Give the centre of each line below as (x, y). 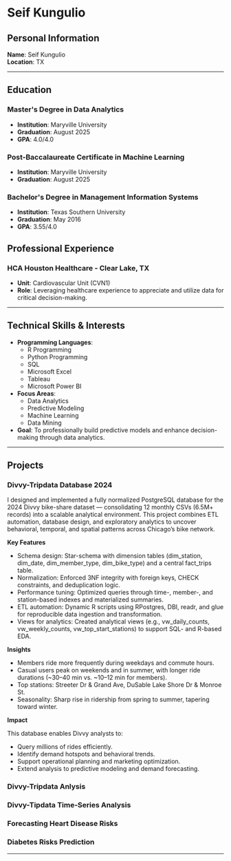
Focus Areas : (36, 393)
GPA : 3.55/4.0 (37, 227)
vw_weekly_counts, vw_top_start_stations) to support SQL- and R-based (119, 629)
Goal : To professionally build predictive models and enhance (103, 430)
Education (30, 90)
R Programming (49, 350)
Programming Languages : (55, 342)
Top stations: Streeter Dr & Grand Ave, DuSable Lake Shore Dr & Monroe (119, 685)
